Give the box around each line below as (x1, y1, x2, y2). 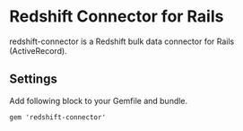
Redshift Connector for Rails (9, 6, 224, 27)
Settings (9, 72, 58, 87)
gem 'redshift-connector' (9, 112, 106, 122)
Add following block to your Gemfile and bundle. (9, 95, 188, 106)
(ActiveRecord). (9, 45, 67, 56)
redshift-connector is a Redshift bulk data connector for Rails (9, 36, 235, 47)
